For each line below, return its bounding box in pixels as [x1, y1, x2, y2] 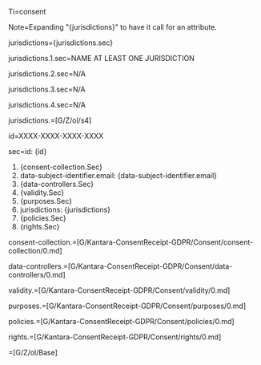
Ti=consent [8, 7, 46, 16]
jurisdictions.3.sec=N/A [8, 84, 86, 94]
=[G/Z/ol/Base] [8, 348, 58, 357]
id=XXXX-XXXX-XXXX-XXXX [8, 132, 104, 140]
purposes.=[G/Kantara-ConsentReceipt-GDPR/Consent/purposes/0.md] [8, 301, 247, 310]
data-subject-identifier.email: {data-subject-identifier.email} [19, 171, 218, 180]
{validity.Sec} [19, 188, 65, 197]
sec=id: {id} [8, 147, 47, 156]
